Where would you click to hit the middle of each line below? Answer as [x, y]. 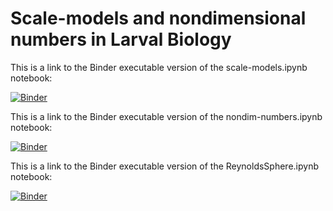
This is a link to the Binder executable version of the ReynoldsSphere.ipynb [165, 166]
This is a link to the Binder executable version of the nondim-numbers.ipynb [166, 116]
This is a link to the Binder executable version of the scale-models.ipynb [159, 67]
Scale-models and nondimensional [158, 18]
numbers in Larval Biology [121, 39]
